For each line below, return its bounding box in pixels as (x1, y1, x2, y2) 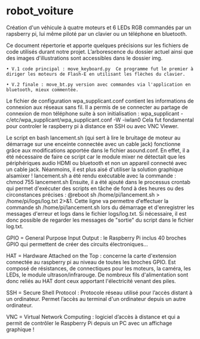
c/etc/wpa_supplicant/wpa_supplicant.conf (6, 116, 112, 123)
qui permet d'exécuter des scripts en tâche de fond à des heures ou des (6, 185, 184, 192)
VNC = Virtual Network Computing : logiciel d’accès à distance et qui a (6, 313, 180, 320)
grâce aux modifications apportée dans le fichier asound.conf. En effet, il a (6, 147, 190, 154)
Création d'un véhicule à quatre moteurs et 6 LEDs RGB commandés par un (6, 24, 192, 31)
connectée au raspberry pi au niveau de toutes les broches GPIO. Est (6, 258, 176, 266)
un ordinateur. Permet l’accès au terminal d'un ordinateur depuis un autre (6, 295, 186, 302)
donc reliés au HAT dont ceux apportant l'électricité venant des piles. (6, 277, 176, 284)
